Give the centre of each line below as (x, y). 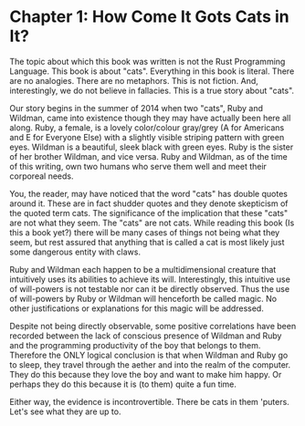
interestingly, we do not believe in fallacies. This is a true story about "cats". (152, 90)
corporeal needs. (42, 176)
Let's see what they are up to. (65, 411)
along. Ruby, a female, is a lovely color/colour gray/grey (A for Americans (147, 127)
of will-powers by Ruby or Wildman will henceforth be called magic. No (143, 298)
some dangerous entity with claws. (75, 252)
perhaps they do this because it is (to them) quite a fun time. (123, 384)
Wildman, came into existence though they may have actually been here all (150, 118)
